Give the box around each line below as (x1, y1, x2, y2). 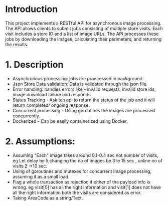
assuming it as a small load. (12, 173, 70, 179)
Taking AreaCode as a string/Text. (12, 194, 83, 201)
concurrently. (12, 113, 41, 119)
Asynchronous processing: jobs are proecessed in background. (12, 75, 144, 81)
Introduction (5, 4, 58, 15)
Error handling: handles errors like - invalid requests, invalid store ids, (12, 86, 156, 92)
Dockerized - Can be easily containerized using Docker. (12, 118, 128, 124)
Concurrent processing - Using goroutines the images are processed (12, 107, 155, 113)
